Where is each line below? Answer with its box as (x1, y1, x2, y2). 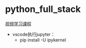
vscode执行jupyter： (12, 31, 56, 37)
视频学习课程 (5, 20, 31, 26)
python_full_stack (5, 3, 81, 15)
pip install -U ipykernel (19, 36, 66, 43)
